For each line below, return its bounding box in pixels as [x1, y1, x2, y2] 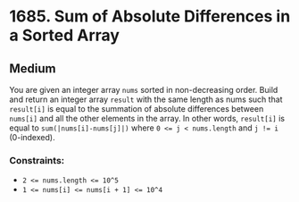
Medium [9, 61, 56, 76]
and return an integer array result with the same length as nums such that [9, 94, 283, 105]
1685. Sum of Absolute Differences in [9, 6, 291, 27]
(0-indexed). [9, 132, 55, 142]
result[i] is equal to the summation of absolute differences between [9, 104, 264, 114]
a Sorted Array [9, 25, 120, 46]
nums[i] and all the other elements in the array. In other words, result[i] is [9, 114, 286, 123]
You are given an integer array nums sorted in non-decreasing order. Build [9, 85, 278, 95]
